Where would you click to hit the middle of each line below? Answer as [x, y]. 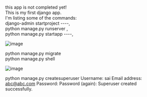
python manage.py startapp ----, [39, 34]
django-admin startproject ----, [38, 23]
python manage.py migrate [33, 53]
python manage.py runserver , [36, 29]
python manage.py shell [30, 59]
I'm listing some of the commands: [41, 18]
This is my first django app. [33, 13]
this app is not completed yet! [36, 7]
